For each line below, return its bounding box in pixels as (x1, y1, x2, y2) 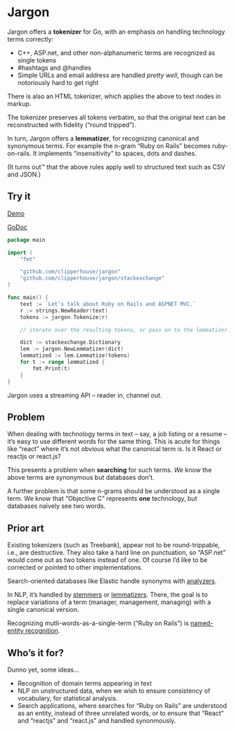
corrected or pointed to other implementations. (7, 563, 143, 572)
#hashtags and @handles (17, 63, 91, 72)
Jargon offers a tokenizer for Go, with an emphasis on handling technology (7, 27, 225, 36)
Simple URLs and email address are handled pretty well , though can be (17, 71, 223, 79)
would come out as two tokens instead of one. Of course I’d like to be (7, 556, 208, 564)
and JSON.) (7, 170, 41, 178)
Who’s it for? (7, 647, 65, 659)
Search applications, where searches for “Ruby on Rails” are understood (17, 701, 227, 710)
